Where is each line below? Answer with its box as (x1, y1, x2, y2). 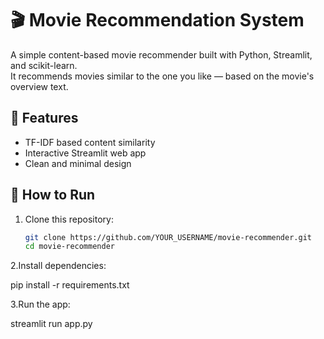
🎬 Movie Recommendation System (10, 9, 305, 32)
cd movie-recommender (24, 242, 115, 252)
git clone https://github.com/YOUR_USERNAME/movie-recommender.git (24, 232, 312, 242)
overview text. (10, 80, 69, 92)
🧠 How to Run (10, 187, 96, 204)
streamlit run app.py (10, 318, 93, 330)
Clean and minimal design (24, 157, 132, 169)
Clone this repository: (24, 213, 114, 225)
